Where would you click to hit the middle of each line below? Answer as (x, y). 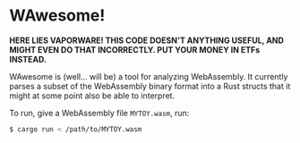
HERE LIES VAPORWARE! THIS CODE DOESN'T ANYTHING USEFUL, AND (147, 40)
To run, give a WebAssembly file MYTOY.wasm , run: (99, 113)
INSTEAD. (28, 59)
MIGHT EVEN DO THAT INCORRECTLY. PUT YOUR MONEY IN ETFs (135, 49)
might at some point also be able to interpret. (92, 96)
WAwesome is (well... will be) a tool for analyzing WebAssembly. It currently (149, 76)
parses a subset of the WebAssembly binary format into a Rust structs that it (150, 86)
